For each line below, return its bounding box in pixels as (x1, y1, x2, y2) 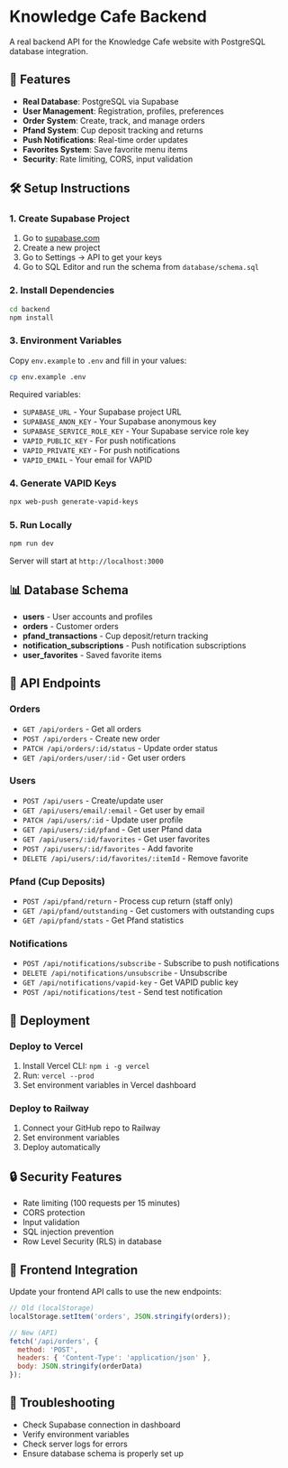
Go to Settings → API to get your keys (22, 252, 162, 263)
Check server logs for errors (22, 1438, 128, 1449)
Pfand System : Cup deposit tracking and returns (22, 125, 204, 135)
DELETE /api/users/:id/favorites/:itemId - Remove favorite (22, 852, 249, 863)
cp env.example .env (9, 372, 87, 381)
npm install (9, 313, 54, 322)
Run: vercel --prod (22, 1070, 94, 1081)
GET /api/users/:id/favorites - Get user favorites (22, 833, 211, 844)
